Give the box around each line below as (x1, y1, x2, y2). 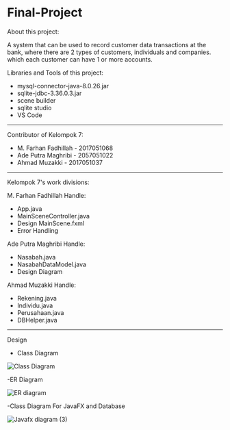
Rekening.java (16, 294, 57, 302)
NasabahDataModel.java (16, 260, 87, 268)
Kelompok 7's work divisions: (7, 178, 90, 186)
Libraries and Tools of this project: (7, 68, 104, 77)
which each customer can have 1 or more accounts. (7, 55, 153, 63)
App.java (16, 204, 42, 213)
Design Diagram (16, 267, 63, 275)
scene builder (16, 96, 56, 104)
